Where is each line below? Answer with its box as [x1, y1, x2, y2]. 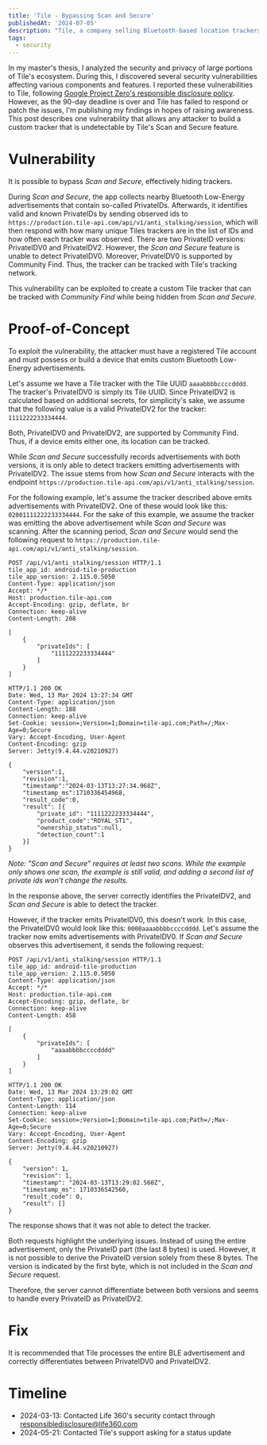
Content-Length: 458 [8, 1012, 77, 1020]
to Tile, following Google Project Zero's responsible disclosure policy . [8, 88, 235, 98]
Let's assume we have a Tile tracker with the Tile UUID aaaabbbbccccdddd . [8, 379, 249, 388]
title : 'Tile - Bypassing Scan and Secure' [8, 11, 155, 20]
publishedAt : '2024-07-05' [8, 19, 98, 27]
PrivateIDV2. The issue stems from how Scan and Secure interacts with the [8, 469, 255, 478]
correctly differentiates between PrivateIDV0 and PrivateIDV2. [8, 1356, 211, 1366]
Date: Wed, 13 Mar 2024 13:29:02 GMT [8, 1088, 133, 1096]
